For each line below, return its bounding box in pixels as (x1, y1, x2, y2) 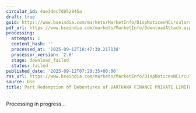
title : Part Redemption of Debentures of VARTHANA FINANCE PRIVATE (6, 84, 174, 90)
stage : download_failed (11, 57, 69, 63)
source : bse (6, 79, 35, 85)
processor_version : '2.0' (11, 52, 75, 58)
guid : (6, 19, 19, 25)
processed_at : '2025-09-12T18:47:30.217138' (11, 47, 121, 52)
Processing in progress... (6, 100, 66, 107)
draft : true (6, 14, 35, 20)
